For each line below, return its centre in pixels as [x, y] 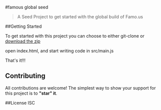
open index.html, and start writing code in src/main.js [59, 51]
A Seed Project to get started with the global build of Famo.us [80, 17]
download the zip [23, 41]
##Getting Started [24, 26]
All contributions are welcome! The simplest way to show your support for [80, 88]
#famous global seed [27, 7]
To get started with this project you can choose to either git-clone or [75, 36]
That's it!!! [15, 60]
